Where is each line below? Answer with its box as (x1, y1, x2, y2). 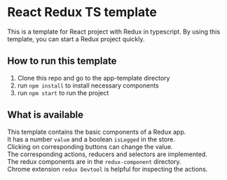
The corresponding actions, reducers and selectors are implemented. (7, 150, 208, 158)
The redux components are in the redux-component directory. (7, 157, 181, 165)
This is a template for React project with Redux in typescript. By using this (7, 27, 221, 36)
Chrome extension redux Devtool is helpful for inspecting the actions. (7, 165, 208, 173)
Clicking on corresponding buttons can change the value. (7, 142, 173, 151)
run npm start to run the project (17, 88, 109, 97)
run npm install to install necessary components (17, 81, 159, 90)
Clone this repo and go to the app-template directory (17, 74, 170, 82)
